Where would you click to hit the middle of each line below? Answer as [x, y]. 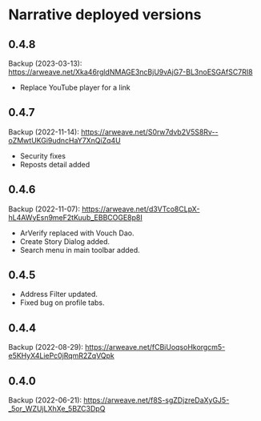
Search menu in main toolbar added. [80, 250]
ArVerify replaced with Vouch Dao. [77, 233]
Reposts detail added [55, 164]
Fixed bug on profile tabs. [62, 303]
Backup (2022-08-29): [46, 347]
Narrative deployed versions [105, 15]
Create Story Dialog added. [65, 241]
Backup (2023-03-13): [45, 63]
